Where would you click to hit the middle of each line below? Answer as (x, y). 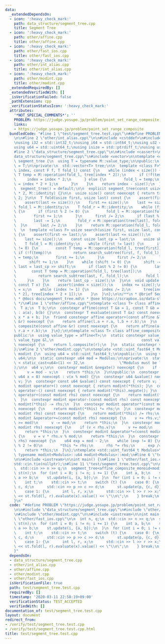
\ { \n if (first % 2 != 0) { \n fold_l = (69, 212)
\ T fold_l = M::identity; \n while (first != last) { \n (79, 244)
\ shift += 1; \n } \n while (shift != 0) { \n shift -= (88, 262)
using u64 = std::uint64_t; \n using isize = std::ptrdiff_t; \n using (84, 148)
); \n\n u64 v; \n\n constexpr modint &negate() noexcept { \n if (85, 368)
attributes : (22, 111)
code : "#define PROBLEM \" (37, 505)
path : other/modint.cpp (38, 78)
